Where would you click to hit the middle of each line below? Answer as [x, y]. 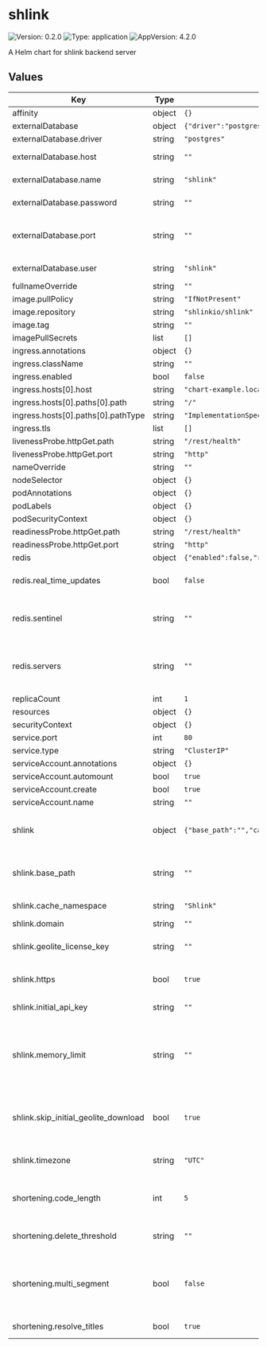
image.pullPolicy [43, 298]
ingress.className [48, 364]
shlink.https [34, 979]
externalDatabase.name [57, 179]
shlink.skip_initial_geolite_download [78, 1117]
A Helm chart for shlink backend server [72, 52]
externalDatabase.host [54, 157]
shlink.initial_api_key [50, 1006]
